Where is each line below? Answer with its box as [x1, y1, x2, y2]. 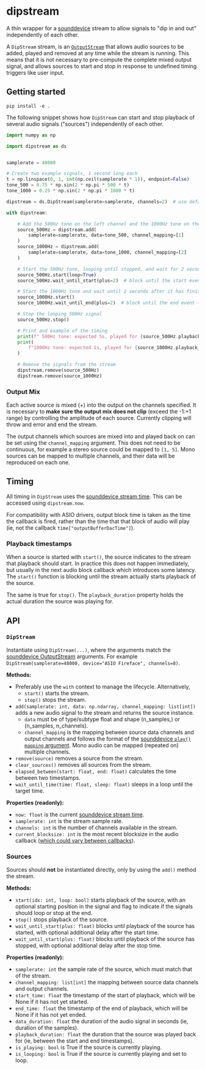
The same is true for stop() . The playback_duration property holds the [6, 591, 184, 598]
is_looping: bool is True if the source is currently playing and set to [15, 1050, 187, 1058]
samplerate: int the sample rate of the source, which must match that [15, 966, 192, 973]
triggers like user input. [6, 69, 65, 76]
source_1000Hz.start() [17, 294, 75, 301]
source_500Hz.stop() [17, 317, 70, 323]
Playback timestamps [6, 539, 72, 548]
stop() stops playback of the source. [15, 916, 109, 923]
